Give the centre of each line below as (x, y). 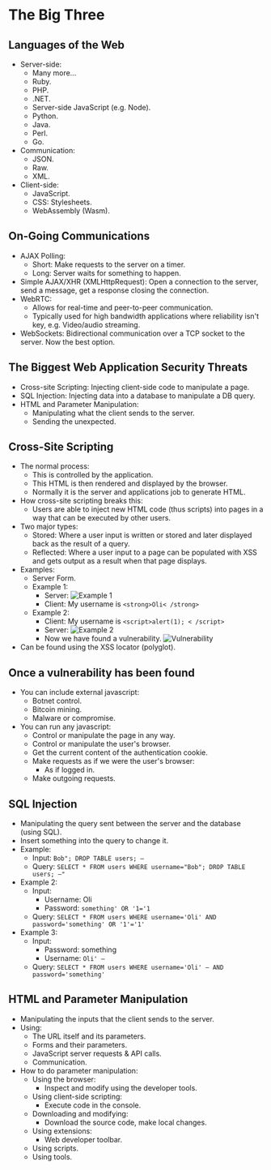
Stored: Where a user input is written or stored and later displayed (142, 535)
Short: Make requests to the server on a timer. (109, 264)
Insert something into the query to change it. (94, 841)
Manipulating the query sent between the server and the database (130, 824)
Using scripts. (55, 1148)
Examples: (37, 570)
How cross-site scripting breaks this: (81, 501)
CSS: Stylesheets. (62, 202)
